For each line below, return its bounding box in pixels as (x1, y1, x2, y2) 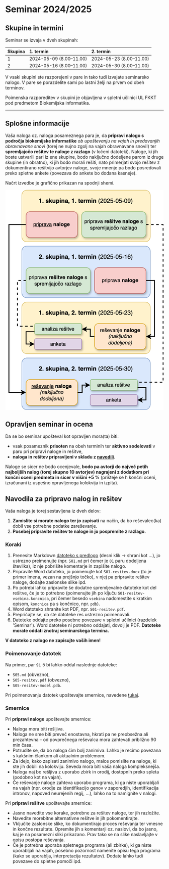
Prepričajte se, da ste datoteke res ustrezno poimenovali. (12, 612, 131, 618)
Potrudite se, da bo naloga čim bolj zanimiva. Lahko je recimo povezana (12, 747, 161, 753)
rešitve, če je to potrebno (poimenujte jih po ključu (12, 590, 117, 596)
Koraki (5, 541, 22, 548)
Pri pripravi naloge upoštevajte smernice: (5, 716, 92, 722)
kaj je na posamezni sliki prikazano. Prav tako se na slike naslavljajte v (12, 831, 158, 837)
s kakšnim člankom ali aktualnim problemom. (12, 752, 106, 759)
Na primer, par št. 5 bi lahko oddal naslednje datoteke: (5, 661, 117, 668)
